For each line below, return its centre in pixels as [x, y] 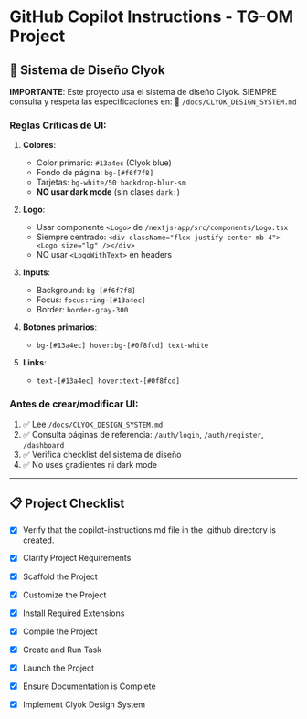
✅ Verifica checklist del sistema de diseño [102, 454]
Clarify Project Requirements [77, 558]
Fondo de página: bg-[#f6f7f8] [95, 173]
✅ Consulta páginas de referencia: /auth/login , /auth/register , [143, 434]
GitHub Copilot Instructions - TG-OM [152, 17]
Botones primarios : [60, 327]
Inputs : [36, 272]
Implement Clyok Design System [84, 704]
